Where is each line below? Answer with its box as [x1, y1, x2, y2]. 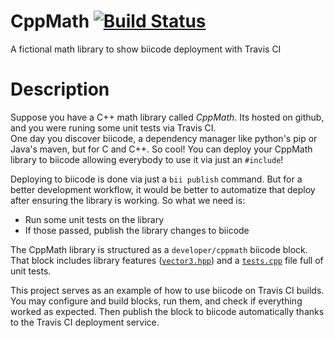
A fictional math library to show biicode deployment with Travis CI [10, 43, 282, 55]
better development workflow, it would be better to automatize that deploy [10, 183, 316, 195]
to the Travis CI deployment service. [10, 316, 160, 328]
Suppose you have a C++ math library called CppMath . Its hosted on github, [10, 111, 325, 123]
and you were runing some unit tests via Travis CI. [10, 121, 217, 134]
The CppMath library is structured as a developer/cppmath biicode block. [10, 243, 308, 255]
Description [10, 78, 110, 101]
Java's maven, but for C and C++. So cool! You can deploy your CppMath [10, 143, 313, 155]
